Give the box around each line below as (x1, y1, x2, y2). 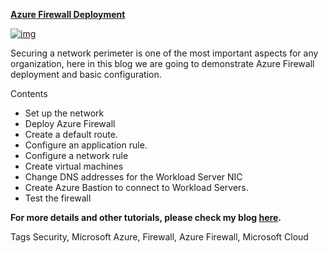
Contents (10, 88, 48, 99)
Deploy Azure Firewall (24, 118, 116, 129)
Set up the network (24, 107, 105, 119)
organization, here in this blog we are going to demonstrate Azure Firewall (10, 58, 315, 69)
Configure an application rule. (24, 139, 148, 151)
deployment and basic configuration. (10, 69, 162, 80)
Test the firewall (24, 192, 92, 204)
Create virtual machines (24, 160, 124, 172)
